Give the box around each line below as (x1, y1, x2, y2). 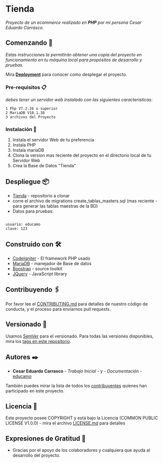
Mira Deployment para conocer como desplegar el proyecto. (5, 71, 128, 77)
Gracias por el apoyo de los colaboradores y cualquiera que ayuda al (12, 447, 150, 453)
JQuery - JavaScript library (12, 271, 67, 277)
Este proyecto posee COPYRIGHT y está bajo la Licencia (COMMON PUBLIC (5, 415, 158, 421)
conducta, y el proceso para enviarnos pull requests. (5, 306, 111, 312)
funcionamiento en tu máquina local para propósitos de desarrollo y (5, 57, 142, 63)
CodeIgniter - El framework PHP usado (12, 255, 91, 261)
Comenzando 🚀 (5, 39, 53, 47)
